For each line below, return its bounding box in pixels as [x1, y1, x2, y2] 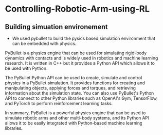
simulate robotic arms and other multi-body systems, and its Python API [5, 115, 149, 120]
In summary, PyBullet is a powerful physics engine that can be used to [5, 110, 146, 116]
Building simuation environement [5, 23, 108, 31]
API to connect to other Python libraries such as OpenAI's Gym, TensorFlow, [5, 95, 158, 101]
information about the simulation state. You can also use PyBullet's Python [5, 90, 154, 96]
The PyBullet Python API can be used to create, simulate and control [5, 75, 142, 80]
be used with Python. [5, 65, 48, 71]
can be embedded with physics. [12, 41, 77, 46]
